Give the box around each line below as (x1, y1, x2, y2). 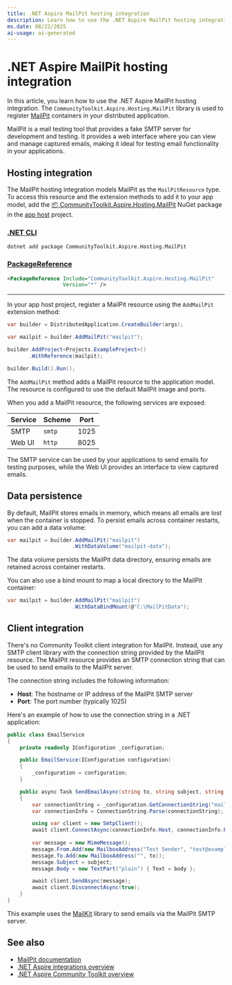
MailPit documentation (17, 955, 81, 964)
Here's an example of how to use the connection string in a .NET (7, 710, 191, 719)
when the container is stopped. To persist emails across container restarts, (7, 516, 220, 524)
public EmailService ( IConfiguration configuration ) (19, 757, 171, 764)
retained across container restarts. (7, 563, 106, 571)
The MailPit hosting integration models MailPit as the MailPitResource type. (7, 185, 221, 194)
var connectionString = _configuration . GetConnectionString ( (32, 801, 212, 808)
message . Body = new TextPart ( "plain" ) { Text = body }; (32, 865, 196, 872)
